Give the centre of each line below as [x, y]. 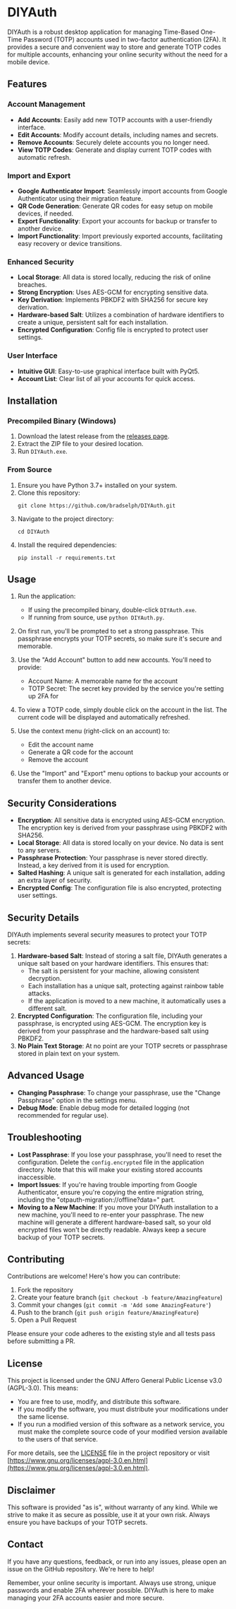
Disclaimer [31, 1490]
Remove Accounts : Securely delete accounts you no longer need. [113, 142]
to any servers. [39, 850]
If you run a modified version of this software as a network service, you [121, 1424]
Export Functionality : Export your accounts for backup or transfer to [117, 221]
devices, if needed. [45, 213]
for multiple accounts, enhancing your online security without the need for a [117, 54]
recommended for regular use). [63, 1115]
